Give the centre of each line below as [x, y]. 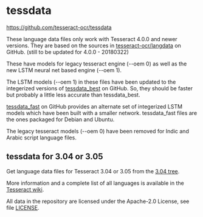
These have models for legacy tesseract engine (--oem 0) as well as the [97, 64]
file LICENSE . [23, 207]
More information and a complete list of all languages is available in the [95, 183]
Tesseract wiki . [25, 189]
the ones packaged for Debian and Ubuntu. [60, 119]
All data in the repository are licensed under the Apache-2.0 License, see [98, 201]
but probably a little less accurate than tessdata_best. [73, 95]
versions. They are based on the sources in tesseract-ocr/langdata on [94, 45]
